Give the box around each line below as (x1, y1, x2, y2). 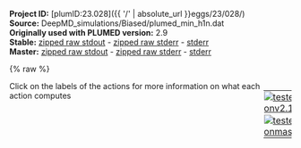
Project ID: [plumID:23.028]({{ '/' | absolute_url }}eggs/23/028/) (9, 9, 245, 19)
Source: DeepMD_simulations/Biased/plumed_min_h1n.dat (9, 18, 225, 29)
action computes (9, 90, 72, 101)
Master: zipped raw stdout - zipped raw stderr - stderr (9, 46, 212, 57)
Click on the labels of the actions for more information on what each (9, 81, 261, 91)
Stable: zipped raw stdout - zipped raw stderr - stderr (9, 37, 209, 47)
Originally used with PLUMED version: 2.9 (9, 28, 168, 37)
